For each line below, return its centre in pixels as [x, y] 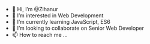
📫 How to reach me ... [40, 35]
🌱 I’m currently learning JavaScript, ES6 [61, 22]
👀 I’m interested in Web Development [58, 15]
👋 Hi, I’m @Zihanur [35, 9]
